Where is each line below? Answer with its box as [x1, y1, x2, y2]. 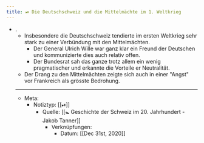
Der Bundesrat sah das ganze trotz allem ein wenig [33, 58, 161, 65]
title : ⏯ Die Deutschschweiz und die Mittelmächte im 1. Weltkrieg [6, 8, 182, 15]
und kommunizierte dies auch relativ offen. [33, 51, 141, 58]
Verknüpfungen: [51, 123, 92, 130]
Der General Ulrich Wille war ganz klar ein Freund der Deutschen [33, 45, 195, 52]
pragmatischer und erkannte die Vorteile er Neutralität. [33, 64, 170, 71]
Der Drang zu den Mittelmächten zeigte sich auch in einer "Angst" [24, 70, 189, 78]
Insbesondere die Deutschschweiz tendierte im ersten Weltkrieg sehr [24, 32, 197, 39]
